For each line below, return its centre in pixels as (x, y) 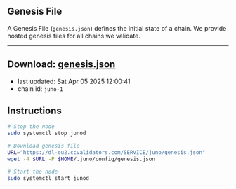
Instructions (34, 111)
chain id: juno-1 (40, 89)
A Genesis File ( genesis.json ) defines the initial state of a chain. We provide (117, 28)
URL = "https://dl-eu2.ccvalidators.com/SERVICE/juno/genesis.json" (106, 153)
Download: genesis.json (61, 65)
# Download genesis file (44, 146)
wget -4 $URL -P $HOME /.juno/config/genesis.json (81, 159)
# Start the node (33, 171)
